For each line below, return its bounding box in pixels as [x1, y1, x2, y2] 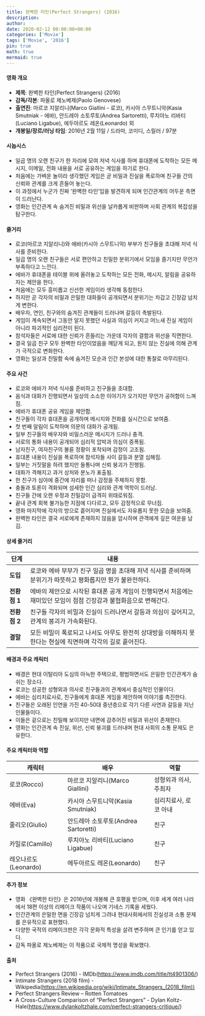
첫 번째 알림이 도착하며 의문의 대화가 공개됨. [15, 423, 120, 430]
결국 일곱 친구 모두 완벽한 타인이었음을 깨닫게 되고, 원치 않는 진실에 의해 [15, 340, 186, 347]
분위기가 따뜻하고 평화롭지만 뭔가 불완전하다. [30, 575, 151, 584]
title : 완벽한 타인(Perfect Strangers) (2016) [6, 9, 121, 15]
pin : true [6, 43, 32, 50]
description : [6, 15, 40, 21]
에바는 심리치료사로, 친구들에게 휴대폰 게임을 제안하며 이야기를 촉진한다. [15, 693, 187, 701]
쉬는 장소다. [15, 678, 44, 685]
